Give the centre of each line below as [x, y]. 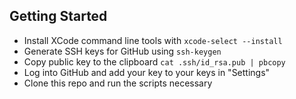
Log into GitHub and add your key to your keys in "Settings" [147, 72]
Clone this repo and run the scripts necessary [118, 83]
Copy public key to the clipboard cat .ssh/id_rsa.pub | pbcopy [154, 61]
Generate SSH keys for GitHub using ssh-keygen [122, 51]
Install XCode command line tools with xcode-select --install [153, 40]
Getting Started [58, 16]
